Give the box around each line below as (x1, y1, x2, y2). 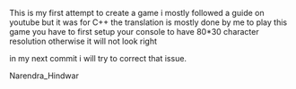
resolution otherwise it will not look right (9, 36, 158, 46)
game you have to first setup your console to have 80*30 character (9, 27, 259, 36)
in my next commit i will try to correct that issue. (9, 53, 187, 63)
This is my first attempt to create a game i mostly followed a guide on (9, 8, 265, 18)
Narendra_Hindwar (9, 70, 79, 81)
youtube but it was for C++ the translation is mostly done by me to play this (9, 17, 288, 28)
